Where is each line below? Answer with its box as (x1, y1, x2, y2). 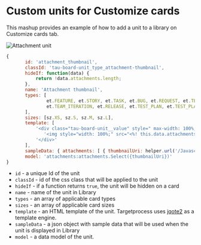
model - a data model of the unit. (14, 233, 95, 240)
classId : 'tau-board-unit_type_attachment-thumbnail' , (25, 65, 165, 71)
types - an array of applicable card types (14, 195, 115, 203)
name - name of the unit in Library (14, 189, 97, 196)
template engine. (14, 214, 57, 222)
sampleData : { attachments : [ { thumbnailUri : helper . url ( (25, 148, 175, 154)
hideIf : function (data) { (25, 70, 90, 76)
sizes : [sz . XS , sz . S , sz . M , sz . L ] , (25, 115, 114, 121)
